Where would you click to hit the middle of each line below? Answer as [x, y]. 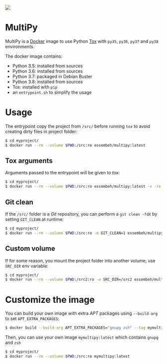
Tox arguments [29, 161]
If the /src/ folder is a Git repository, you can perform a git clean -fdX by [81, 214]
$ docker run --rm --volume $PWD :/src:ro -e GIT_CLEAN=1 [65, 233]
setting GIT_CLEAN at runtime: [34, 219]
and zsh [13, 343]
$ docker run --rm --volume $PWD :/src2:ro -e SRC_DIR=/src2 [69, 280]
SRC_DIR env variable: [27, 266]
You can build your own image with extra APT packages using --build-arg [82, 313]
